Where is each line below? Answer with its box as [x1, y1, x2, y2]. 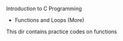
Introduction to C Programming [6, 5, 82, 12]
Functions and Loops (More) [14, 17, 84, 23]
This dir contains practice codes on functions [6, 28, 117, 35]
